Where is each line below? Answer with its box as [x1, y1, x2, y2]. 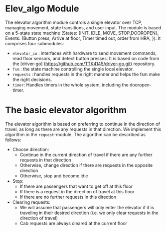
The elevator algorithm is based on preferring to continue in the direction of [5, 121, 161, 127]
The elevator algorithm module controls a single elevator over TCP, [5, 19, 143, 25]
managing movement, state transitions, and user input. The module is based [5, 24, 162, 30]
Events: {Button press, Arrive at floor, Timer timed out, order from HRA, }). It [5, 35, 161, 41]
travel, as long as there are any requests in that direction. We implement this [5, 126, 162, 132]
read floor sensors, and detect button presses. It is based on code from [12, 55, 160, 61]
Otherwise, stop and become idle [19, 172, 88, 179]
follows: [5, 137, 21, 143]
